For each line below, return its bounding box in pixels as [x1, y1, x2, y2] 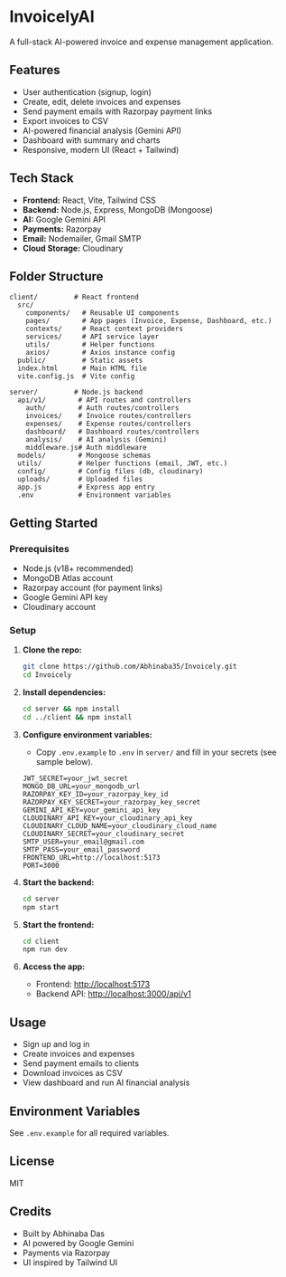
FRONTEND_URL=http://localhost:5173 [22, 853, 161, 862]
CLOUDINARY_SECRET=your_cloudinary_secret [22, 829, 185, 838]
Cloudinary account [22, 602, 97, 613]
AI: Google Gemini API [22, 214, 106, 224]
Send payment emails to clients [22, 1058, 140, 1069]
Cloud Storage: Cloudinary [22, 243, 124, 253]
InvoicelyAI [9, 6, 95, 27]
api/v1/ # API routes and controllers [17, 395, 192, 405]
